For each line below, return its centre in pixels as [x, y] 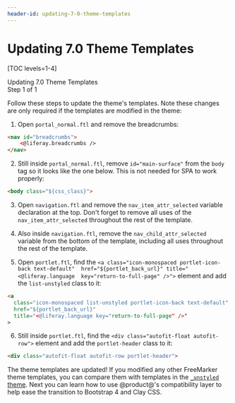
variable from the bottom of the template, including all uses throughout [120, 241]
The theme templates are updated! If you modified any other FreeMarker [113, 370]
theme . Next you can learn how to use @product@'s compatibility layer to [115, 385]
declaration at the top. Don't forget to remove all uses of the [104, 213]
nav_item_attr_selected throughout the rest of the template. [105, 220]
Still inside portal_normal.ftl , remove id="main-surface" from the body [121, 163]
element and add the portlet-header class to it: [104, 343]
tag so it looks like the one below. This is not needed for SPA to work [117, 171]
